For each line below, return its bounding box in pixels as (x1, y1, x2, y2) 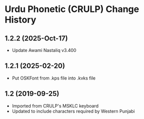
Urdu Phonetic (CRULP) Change (5, 3, 139, 15)
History (5, 14, 37, 25)
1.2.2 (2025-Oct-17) (5, 34, 68, 42)
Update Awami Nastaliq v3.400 (12, 47, 76, 53)
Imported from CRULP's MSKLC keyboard (12, 102, 99, 108)
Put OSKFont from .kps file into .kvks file (12, 75, 96, 81)
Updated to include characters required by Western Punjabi (12, 108, 135, 114)
